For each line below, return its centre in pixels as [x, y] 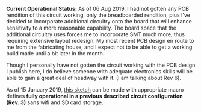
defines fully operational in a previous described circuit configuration [95, 96]
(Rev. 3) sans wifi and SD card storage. [55, 102]
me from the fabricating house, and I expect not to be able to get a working [99, 47]
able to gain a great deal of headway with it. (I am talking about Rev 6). [94, 78]
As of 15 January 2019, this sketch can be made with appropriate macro [95, 89]
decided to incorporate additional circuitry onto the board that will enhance [99, 21]
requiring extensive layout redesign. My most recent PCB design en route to [100, 41]
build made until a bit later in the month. [55, 53]
